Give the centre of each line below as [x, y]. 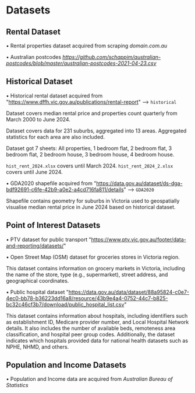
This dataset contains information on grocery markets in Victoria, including [95, 268]
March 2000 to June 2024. [38, 119]
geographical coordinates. [38, 280]
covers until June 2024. [34, 172]
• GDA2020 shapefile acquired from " [51, 183]
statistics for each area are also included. [55, 137]
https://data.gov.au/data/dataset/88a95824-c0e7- [129, 292]
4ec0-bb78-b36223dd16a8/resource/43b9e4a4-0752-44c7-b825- [87, 298]
